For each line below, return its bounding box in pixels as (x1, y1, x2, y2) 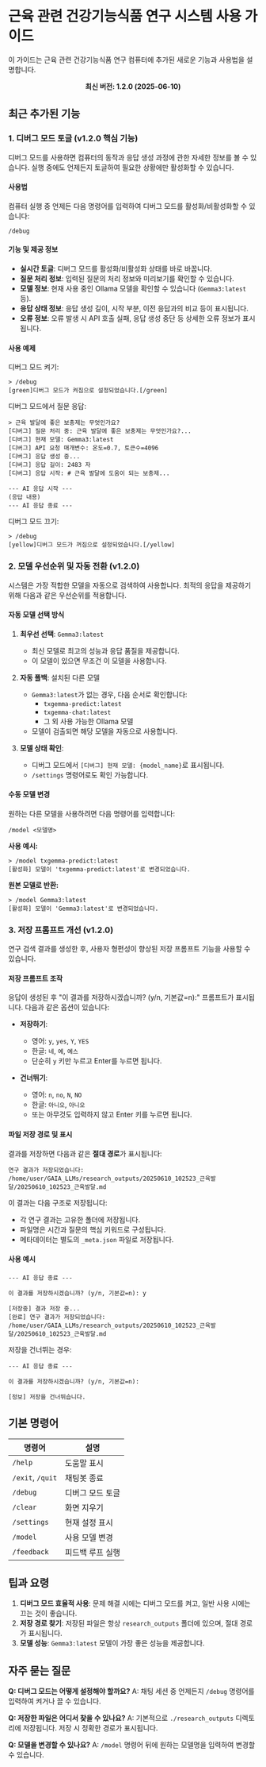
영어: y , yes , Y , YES (31, 1036, 89, 1046)
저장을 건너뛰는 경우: (8, 1345, 72, 1354)
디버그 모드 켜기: (8, 362, 59, 372)
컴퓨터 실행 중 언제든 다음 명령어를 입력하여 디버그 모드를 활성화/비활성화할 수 (8, 201, 248, 210)
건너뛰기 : (19, 1073, 48, 1082)
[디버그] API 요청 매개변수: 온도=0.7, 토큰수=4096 (8, 444, 159, 453)
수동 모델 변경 (8, 789, 50, 799)
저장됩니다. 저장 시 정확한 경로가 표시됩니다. (22, 1723, 158, 1733)
